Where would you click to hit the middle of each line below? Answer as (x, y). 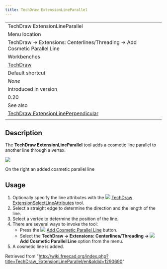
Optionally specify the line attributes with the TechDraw (72, 198)
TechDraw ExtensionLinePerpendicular (53, 113)
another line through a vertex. (36, 150)
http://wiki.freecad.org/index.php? (74, 256)
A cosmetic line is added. (38, 247)
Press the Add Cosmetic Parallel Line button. (69, 230)
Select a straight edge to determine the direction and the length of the (84, 208)
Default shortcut (27, 73)
